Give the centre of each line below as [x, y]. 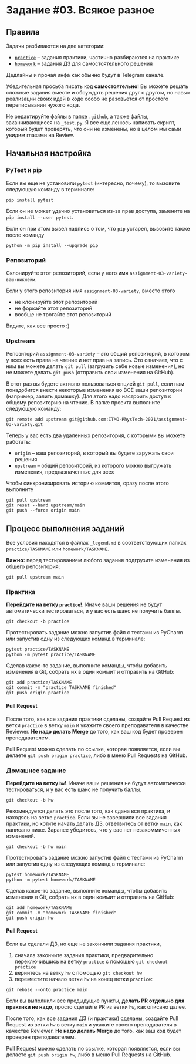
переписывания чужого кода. [43, 105]
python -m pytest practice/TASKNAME [51, 655]
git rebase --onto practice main [47, 990]
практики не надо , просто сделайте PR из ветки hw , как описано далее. [96, 1007]
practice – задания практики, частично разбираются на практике [97, 57]
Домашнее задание [36, 771]
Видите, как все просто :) [38, 326]
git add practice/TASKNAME [39, 683]
